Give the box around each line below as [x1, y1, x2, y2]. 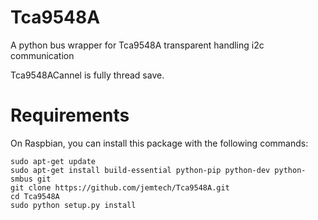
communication [10, 49, 75, 61]
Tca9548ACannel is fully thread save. [10, 69, 165, 81]
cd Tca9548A [10, 191, 60, 201]
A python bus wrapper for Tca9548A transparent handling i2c [10, 39, 265, 51]
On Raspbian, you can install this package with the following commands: [10, 137, 309, 149]
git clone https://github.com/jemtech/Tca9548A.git [10, 182, 230, 193]
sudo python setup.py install [10, 200, 137, 210]
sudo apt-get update [10, 156, 97, 166]
